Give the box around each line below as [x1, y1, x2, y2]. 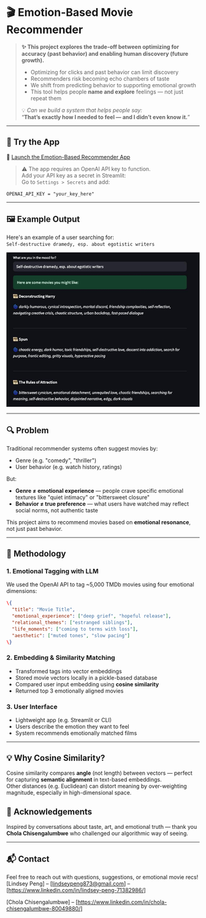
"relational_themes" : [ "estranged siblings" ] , [12, 619, 133, 626]
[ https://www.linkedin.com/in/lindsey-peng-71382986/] [6, 886, 146, 893]
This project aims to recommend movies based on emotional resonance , [6, 518, 191, 526]
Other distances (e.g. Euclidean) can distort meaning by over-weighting [6, 782, 187, 790]
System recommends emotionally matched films [15, 729, 137, 737]
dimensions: [6, 587, 37, 595]
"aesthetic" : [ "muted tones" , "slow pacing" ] [12, 632, 131, 638]
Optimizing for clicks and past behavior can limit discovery [30, 68, 179, 76]
